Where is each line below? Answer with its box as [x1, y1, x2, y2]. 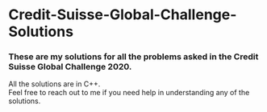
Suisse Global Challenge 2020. [8, 62, 132, 73]
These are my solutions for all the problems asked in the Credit [8, 51, 259, 62]
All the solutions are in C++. [8, 79, 101, 89]
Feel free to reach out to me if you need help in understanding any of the [8, 88, 250, 98]
